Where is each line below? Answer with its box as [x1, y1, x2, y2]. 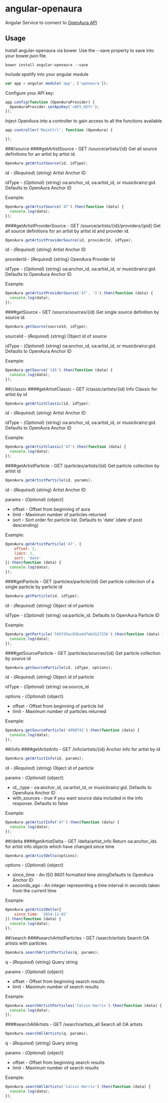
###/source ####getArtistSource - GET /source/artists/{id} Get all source [5, 146, 157, 152]
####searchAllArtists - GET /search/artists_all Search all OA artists [5, 1021, 143, 1027]
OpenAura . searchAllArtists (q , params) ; [5, 1031, 88, 1036]
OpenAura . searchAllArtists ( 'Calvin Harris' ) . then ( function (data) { [5, 1084, 151, 1089]
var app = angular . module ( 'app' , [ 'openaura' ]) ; [5, 81, 108, 86]
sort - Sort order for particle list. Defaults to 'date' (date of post [12, 517, 142, 523]
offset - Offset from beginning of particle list [12, 703, 104, 709]
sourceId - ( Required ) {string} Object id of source [5, 333, 107, 339]
